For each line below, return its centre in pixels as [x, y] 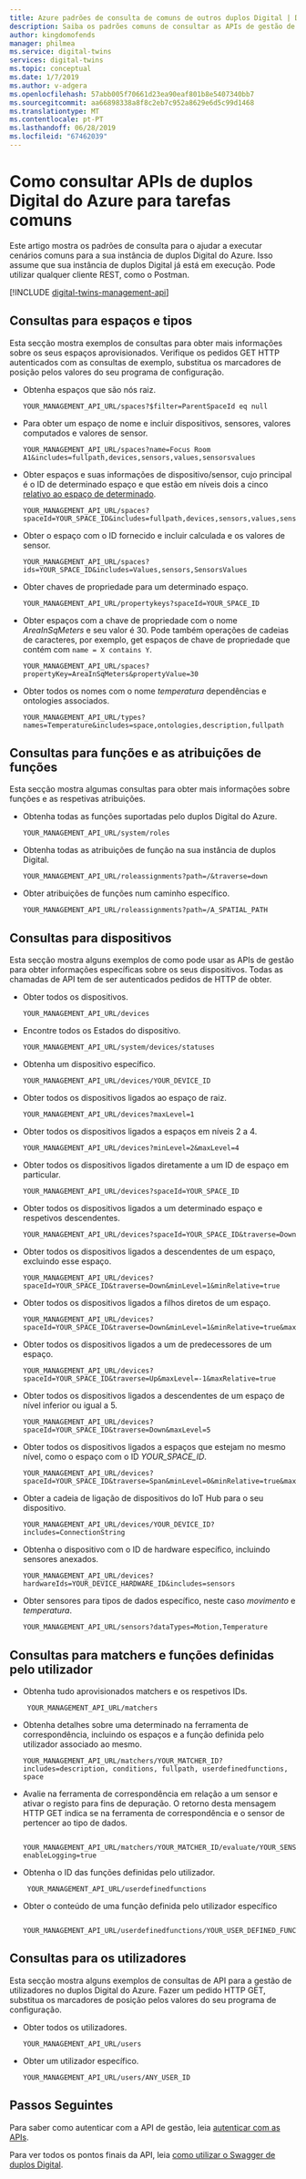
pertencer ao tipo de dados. [75, 1823]
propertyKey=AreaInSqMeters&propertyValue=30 [110, 674]
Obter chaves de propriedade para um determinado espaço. [135, 586]
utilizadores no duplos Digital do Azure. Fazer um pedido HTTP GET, [138, 1990]
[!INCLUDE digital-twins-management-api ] [89, 292]
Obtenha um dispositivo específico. [89, 1064]
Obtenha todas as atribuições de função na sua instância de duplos [149, 850]
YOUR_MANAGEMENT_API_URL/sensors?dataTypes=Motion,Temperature [145, 1628]
